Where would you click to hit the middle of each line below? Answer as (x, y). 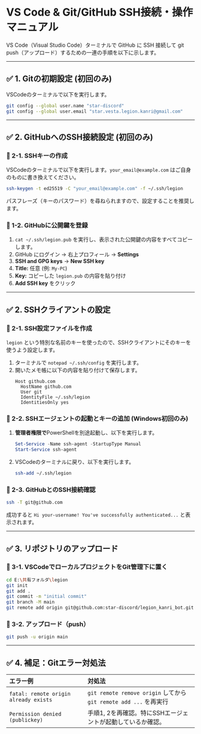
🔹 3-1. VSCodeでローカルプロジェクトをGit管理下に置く (87, 567)
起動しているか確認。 (135, 722)
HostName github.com (46, 387)
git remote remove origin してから (137, 693)
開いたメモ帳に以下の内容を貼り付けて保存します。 (77, 370)
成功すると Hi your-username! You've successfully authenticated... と (96, 515)
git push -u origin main (37, 637)
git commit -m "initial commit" (46, 597)
